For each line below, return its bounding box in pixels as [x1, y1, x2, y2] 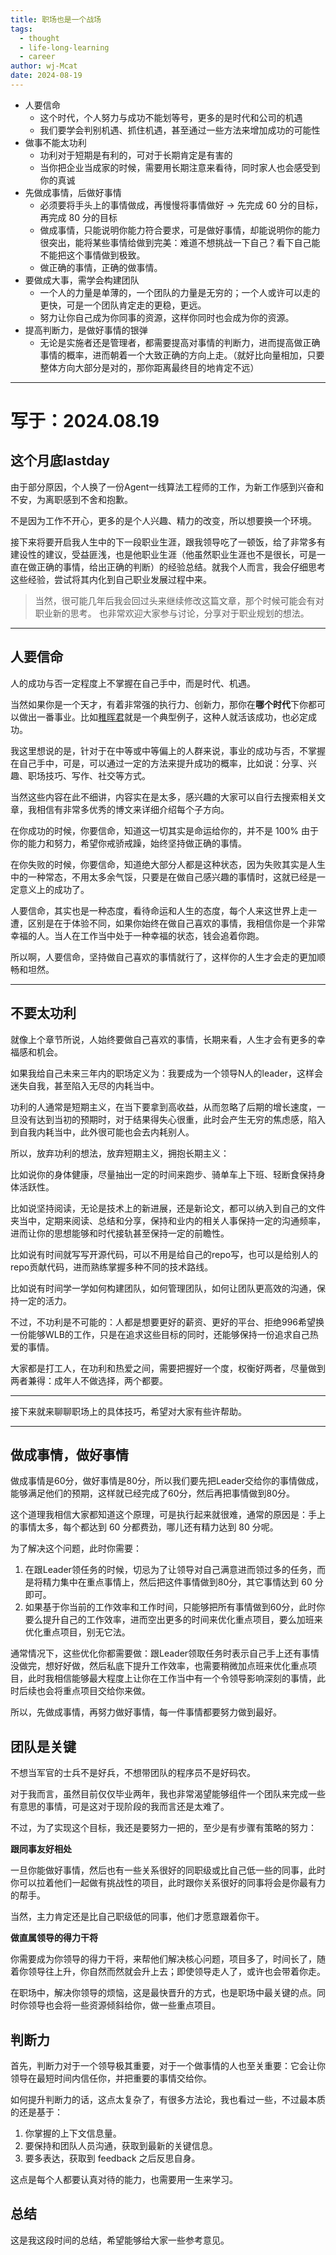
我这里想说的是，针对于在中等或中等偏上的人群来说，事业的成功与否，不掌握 [10, 744, 326, 756]
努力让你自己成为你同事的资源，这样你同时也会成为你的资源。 [39, 311, 295, 323]
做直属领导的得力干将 [10, 1932, 98, 1944]
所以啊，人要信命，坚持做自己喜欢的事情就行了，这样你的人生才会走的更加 [10, 951, 317, 963]
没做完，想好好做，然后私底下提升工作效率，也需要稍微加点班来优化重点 [10, 1660, 308, 1672]
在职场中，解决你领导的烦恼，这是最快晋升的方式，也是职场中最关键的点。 [10, 1987, 317, 1999]
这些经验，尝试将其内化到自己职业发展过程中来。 [10, 573, 212, 585]
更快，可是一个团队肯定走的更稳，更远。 [39, 299, 207, 311]
